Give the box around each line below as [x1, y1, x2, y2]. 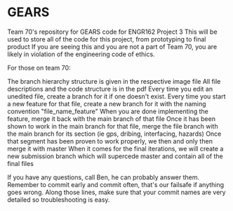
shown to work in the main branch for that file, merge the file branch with [7, 122, 219, 130]
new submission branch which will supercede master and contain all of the [7, 152, 223, 160]
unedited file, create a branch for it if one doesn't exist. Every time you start [7, 92, 226, 101]
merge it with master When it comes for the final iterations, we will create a [7, 144, 224, 153]
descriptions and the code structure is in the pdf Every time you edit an [7, 84, 213, 93]
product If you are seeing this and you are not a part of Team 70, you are [7, 42, 218, 51]
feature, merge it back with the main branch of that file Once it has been [7, 114, 216, 123]
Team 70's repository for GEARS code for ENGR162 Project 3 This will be [7, 27, 218, 36]
